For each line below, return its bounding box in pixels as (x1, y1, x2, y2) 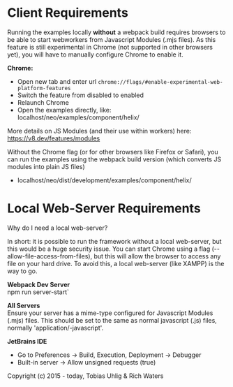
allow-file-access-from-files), (7, 251, 93, 260)
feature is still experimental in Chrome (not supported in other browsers (7, 43, 213, 51)
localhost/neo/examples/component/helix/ (17, 113, 140, 122)
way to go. (7, 267, 38, 275)
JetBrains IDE (7, 337, 47, 345)
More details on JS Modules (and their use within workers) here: (7, 126, 192, 135)
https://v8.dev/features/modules (7, 134, 100, 143)
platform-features (17, 85, 71, 92)
